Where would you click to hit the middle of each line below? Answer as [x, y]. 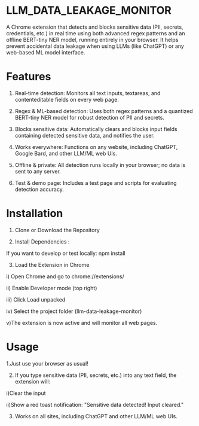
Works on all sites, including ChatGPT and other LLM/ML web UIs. [96, 416]
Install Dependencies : [42, 241]
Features [29, 77]
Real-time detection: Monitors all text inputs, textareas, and [88, 93]
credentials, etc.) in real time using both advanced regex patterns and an [96, 33]
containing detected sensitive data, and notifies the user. [85, 135]
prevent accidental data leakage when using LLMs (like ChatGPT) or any [95, 46]
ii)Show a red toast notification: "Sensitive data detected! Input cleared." [95, 404]
